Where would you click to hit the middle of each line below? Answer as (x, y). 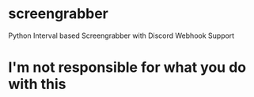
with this (37, 84)
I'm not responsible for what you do (127, 67)
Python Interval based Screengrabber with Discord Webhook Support (121, 35)
